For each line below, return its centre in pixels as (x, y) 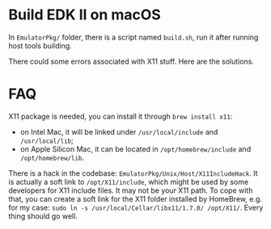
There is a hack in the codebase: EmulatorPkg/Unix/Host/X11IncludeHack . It (133, 173)
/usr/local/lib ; (47, 140)
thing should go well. (43, 216)
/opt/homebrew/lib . (52, 157)
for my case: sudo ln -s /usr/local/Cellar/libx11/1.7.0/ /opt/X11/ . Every (136, 207)
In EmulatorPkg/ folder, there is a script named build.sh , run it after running (133, 37)
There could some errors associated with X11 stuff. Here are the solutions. (131, 61)
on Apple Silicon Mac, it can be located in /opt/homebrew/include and (135, 149)
